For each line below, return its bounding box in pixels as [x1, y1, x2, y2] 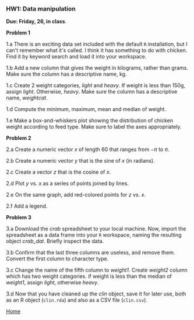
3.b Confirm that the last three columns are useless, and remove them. [6, 249, 175, 256]
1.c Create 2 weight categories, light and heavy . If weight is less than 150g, [6, 82, 185, 89]
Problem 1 [6, 29, 31, 36]
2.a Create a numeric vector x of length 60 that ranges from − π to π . [6, 146, 170, 153]
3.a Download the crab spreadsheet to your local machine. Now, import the [6, 225, 186, 232]
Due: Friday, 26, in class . [6, 18, 67, 25]
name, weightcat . [6, 94, 48, 101]
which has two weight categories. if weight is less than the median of [6, 273, 172, 280]
